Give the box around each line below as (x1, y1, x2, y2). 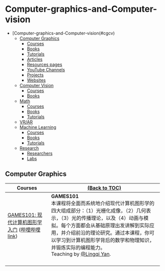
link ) (7, 233, 18, 240)
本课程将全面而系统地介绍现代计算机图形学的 (51, 200, 155, 207)
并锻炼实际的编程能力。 (51, 244, 106, 251)
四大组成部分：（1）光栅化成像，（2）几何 (51, 207, 146, 214)
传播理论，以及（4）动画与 (81, 214, 144, 221)
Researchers (27, 150, 53, 156)
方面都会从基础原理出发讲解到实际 (70, 222, 150, 229)
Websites (27, 77, 46, 83)
